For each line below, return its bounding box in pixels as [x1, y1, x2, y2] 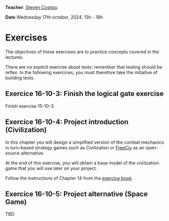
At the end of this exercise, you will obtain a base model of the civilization [5, 160, 159, 166]
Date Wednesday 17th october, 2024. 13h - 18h [5, 14, 103, 20]
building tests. [5, 75, 35, 81]
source [5, 150, 20, 156]
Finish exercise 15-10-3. [5, 103, 55, 109]
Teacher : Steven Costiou [5, 5, 57, 10]
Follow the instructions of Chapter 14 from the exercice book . [5, 175, 133, 181]
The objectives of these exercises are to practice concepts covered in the [5, 48, 159, 55]
